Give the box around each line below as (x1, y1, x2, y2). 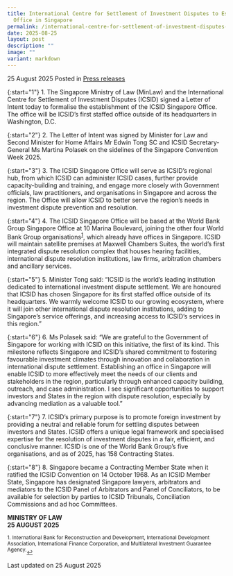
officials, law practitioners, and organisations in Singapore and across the (7, 188, 217, 196)
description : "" (7, 42, 54, 49)
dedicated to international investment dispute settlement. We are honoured (7, 282, 221, 291)
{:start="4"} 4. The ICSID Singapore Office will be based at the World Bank (7, 217, 221, 225)
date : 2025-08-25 (7, 29, 58, 37)
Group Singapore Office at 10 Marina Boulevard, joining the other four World (7, 223, 224, 232)
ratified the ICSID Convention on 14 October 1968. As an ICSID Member (7, 471, 211, 479)
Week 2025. (7, 153, 42, 161)
